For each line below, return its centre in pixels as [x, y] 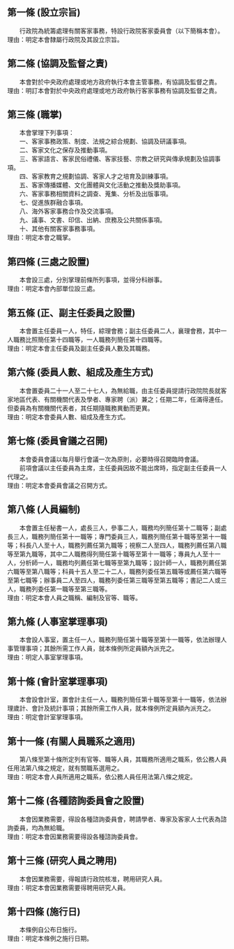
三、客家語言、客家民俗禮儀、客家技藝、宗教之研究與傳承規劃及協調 [117, 159]
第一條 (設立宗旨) [44, 13]
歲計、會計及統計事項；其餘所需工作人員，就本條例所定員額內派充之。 [114, 709]
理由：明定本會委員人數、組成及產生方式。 [68, 416]
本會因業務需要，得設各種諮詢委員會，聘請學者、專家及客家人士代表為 [120, 819]
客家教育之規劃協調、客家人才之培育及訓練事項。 [101, 176]
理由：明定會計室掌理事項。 [47, 717]
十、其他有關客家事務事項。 [59, 229]
